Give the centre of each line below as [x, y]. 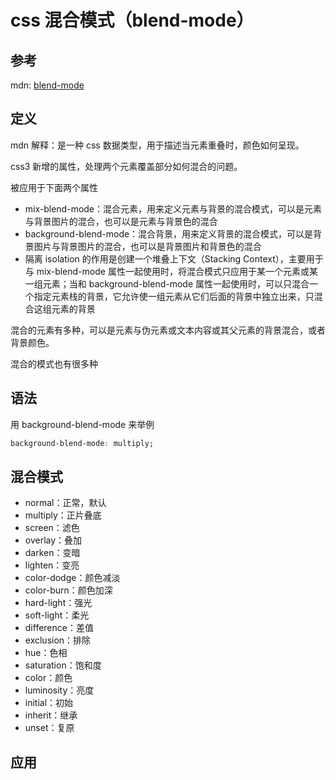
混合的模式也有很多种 [54, 363]
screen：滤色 [52, 528]
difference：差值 [59, 628]
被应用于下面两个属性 [54, 187]
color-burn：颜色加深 [68, 590]
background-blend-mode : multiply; [82, 443]
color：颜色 [48, 678]
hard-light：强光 [58, 603]
